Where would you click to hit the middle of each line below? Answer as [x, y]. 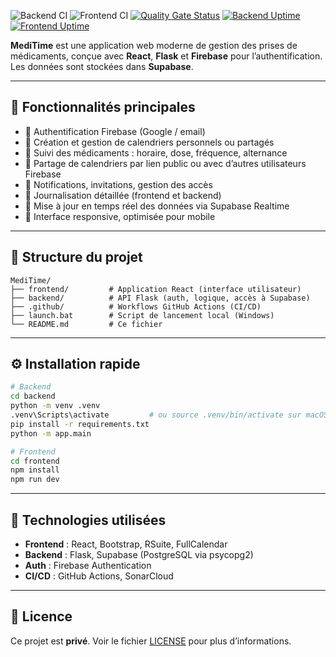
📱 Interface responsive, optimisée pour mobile [120, 216]
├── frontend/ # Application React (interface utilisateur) [156, 289]
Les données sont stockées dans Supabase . [102, 66]
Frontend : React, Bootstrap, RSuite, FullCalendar [126, 544]
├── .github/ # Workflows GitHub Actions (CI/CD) [136, 306]
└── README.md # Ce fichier [86, 324]
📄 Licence [41, 616]
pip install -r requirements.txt [80, 424]
